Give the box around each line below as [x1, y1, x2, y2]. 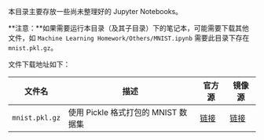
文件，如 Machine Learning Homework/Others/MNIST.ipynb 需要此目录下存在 [8, 34, 250, 42]
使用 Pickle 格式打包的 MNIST [68, 107, 178, 117]
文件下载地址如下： [8, 59, 71, 69]
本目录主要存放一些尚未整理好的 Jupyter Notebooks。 [8, 7, 183, 16]
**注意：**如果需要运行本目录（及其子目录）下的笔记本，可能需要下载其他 [8, 23, 250, 33]
